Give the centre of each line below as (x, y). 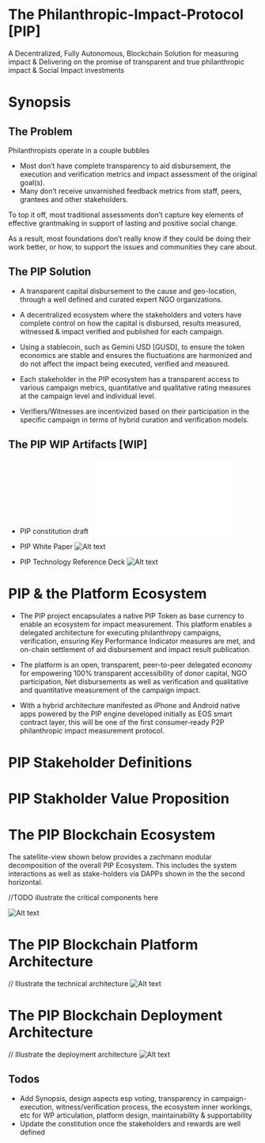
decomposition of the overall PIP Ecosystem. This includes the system (123, 865)
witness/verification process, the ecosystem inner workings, (154, 1107)
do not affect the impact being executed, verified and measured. (125, 364)
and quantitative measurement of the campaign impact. (110, 690)
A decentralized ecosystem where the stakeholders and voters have (131, 314)
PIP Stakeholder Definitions (100, 762)
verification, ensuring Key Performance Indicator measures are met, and (137, 641)
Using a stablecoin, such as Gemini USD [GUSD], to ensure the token (132, 347)
